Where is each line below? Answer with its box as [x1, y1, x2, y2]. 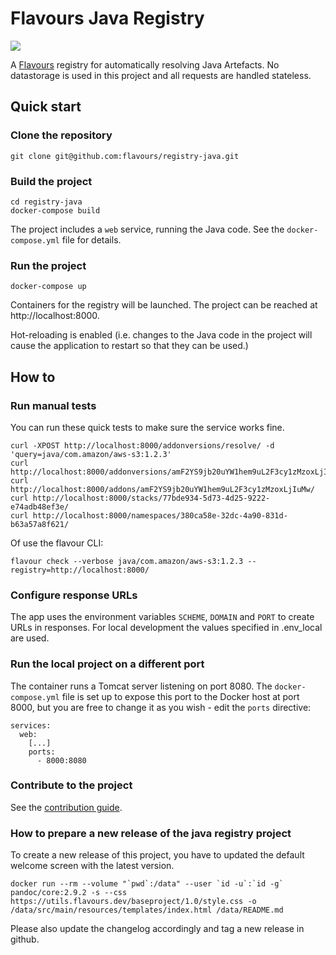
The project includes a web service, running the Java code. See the [10, 223, 285, 235]
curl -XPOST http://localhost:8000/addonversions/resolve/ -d [10, 440, 275, 451]
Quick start [10, 98, 82, 116]
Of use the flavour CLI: [10, 537, 104, 549]
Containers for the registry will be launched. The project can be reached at [10, 299, 318, 311]
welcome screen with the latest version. [10, 860, 175, 872]
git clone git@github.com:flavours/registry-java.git [10, 151, 240, 161]
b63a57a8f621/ [10, 519, 70, 529]
